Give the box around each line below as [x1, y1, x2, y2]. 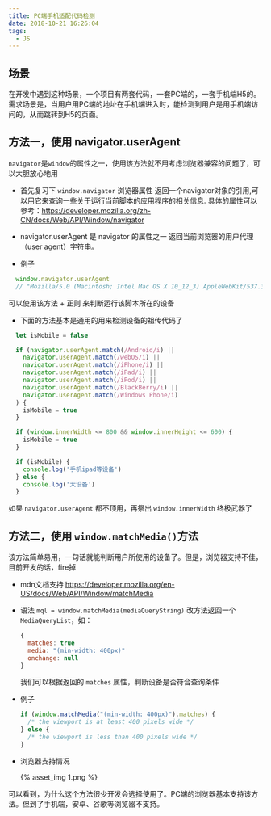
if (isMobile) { [15, 457, 70, 465]
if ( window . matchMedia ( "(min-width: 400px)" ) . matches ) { [19, 710, 216, 719]
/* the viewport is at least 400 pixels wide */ [27, 718, 194, 726]
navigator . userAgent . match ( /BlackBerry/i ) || [23, 383, 179, 392]
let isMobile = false [15, 331, 89, 339]
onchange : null [27, 654, 79, 662]
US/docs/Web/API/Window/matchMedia [19, 589, 154, 599]
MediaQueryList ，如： [19, 616, 93, 625]
